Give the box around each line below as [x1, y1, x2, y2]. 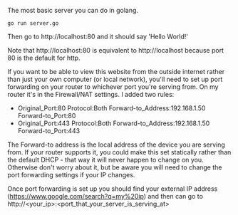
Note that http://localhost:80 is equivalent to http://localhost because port [7, 46, 224, 54]
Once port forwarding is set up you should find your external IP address [7, 184, 218, 193]
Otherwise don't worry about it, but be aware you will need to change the [7, 163, 222, 172]
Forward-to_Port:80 [17, 112, 76, 120]
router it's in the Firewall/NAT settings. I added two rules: [7, 90, 175, 98]
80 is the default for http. [7, 53, 81, 62]
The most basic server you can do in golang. [7, 6, 139, 14]
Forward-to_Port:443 [17, 127, 81, 135]
